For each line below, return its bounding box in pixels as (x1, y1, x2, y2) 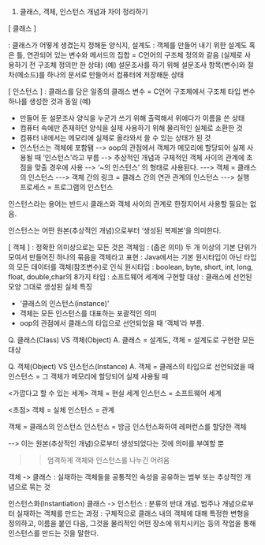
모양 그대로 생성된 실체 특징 (8, 282, 93, 291)
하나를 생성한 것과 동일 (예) (8, 97, 91, 106)
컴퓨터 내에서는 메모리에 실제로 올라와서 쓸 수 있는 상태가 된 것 (19, 133, 211, 142)
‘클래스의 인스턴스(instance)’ (19, 299, 110, 308)
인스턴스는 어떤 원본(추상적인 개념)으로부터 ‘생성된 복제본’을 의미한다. (8, 226, 222, 235)
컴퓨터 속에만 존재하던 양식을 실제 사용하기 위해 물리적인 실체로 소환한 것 (19, 123, 243, 133)
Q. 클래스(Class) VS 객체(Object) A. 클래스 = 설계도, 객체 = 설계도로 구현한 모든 (8, 335, 255, 345)
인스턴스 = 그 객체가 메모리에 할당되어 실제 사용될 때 (8, 371, 169, 381)
